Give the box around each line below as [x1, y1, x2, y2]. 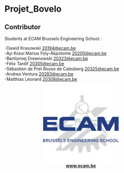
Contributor [4, 23, 41, 31]
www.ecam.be [65, 163, 96, 169]
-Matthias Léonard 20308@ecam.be [4, 77, 77, 82]
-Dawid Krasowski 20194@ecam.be [4, 45, 76, 51]
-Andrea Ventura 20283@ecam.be [4, 71, 74, 77]
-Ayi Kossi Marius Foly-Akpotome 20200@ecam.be [4, 50, 107, 56]
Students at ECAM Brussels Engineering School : [4, 36, 102, 41]
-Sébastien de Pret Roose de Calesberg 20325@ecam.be [4, 66, 119, 72]
